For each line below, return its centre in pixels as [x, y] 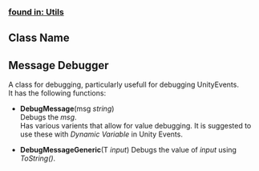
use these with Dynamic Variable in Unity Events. [101, 134]
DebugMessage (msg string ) [67, 109]
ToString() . [38, 158]
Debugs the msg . [49, 117]
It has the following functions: [57, 93]
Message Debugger [59, 65]
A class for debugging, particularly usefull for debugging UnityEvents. [123, 85]
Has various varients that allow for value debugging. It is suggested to [136, 126]
